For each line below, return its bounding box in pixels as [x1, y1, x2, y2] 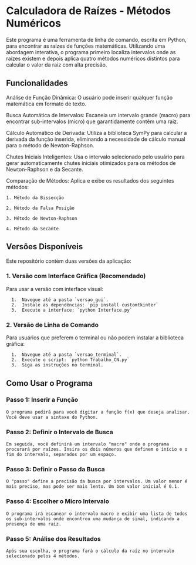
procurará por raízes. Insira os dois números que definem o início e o [6, 447, 188, 452]
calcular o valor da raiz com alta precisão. [6, 61, 107, 68]
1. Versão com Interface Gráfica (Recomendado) [6, 272, 146, 280]
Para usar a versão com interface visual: [6, 285, 104, 292]
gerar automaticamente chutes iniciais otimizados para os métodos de [6, 159, 176, 166]
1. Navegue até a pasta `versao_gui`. [11, 296, 109, 303]
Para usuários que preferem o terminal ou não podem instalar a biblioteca [6, 334, 184, 341]
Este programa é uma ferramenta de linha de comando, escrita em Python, [6, 36, 187, 43]
